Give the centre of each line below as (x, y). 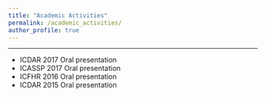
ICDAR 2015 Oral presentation (68, 85)
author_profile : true (44, 30)
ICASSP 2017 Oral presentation (70, 69)
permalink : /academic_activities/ (65, 23)
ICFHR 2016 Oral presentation (68, 76)
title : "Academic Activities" (58, 15)
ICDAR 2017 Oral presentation (68, 60)
